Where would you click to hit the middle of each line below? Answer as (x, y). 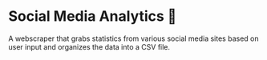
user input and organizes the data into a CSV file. (89, 46)
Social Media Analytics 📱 (93, 16)
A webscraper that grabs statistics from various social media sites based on (133, 38)
